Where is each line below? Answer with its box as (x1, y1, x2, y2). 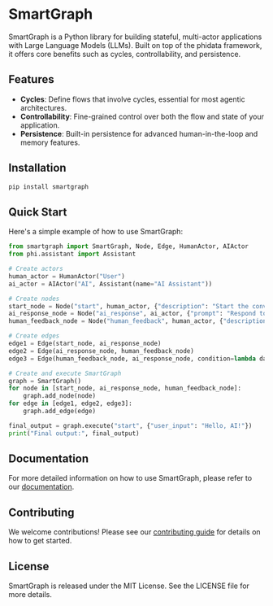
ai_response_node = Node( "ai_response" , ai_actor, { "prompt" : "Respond (8, 310, 256, 318)
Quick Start (8, 205, 67, 219)
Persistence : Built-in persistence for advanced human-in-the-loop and (19, 129, 258, 138)
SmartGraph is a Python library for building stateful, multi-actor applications (8, 32, 262, 41)
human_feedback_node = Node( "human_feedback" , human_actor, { (8, 317, 223, 325)
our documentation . (8, 482, 75, 492)
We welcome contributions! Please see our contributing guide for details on (8, 527, 262, 537)
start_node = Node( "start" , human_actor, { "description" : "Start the (8, 302, 249, 310)
